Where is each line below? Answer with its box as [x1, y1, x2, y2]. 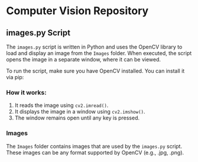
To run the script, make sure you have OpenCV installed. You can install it [6, 67, 185, 74]
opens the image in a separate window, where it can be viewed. [6, 56, 161, 63]
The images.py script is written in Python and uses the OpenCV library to [6, 43, 183, 50]
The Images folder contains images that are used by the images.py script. [6, 142, 182, 150]
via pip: [6, 74, 24, 80]
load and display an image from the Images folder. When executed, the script [6, 50, 192, 57]
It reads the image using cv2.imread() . [14, 102, 109, 109]
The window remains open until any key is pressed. [14, 114, 140, 122]
